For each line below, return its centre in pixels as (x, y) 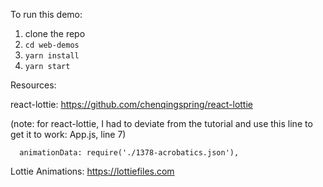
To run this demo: (46, 14)
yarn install (52, 56)
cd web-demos (52, 45)
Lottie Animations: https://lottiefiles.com (92, 171)
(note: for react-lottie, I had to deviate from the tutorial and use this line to (161, 123)
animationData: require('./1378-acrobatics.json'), (129, 153)
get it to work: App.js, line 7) (68, 134)
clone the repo (55, 33)
